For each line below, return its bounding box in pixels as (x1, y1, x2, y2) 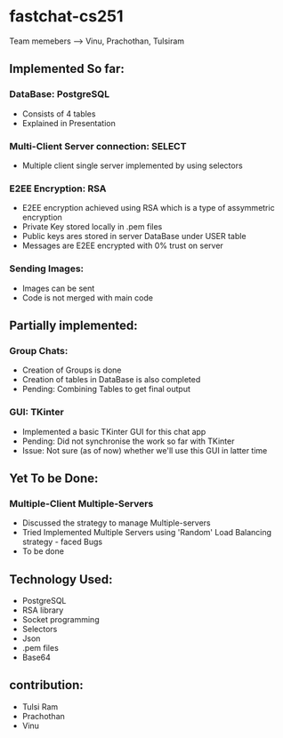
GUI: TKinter (9, 406, 64, 419)
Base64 (21, 652, 52, 662)
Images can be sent (21, 283, 95, 293)
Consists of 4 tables (21, 108, 96, 119)
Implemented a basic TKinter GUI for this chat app (21, 426, 206, 437)
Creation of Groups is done (21, 365, 122, 375)
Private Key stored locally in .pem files (21, 221, 163, 232)
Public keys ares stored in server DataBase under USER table (21, 231, 247, 242)
